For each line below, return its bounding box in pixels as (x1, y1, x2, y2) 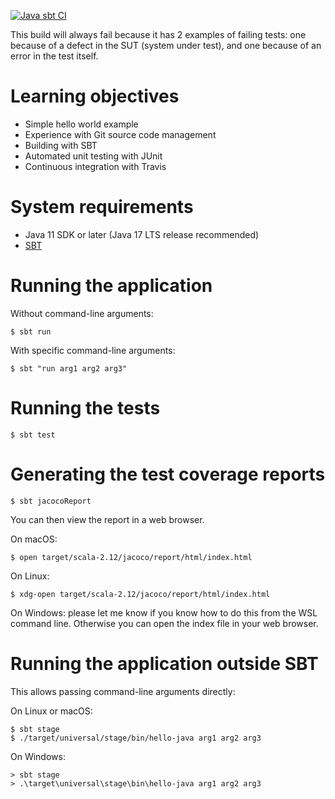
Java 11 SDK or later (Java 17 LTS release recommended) (24, 228, 260, 240)
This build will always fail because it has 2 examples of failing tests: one (10, 29, 307, 40)
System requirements (10, 196, 194, 219)
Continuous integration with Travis (24, 160, 167, 172)
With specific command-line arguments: (10, 344, 176, 356)
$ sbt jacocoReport (10, 496, 92, 506)
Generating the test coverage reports (10, 463, 326, 485)
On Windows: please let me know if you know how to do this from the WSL (10, 606, 318, 619)
